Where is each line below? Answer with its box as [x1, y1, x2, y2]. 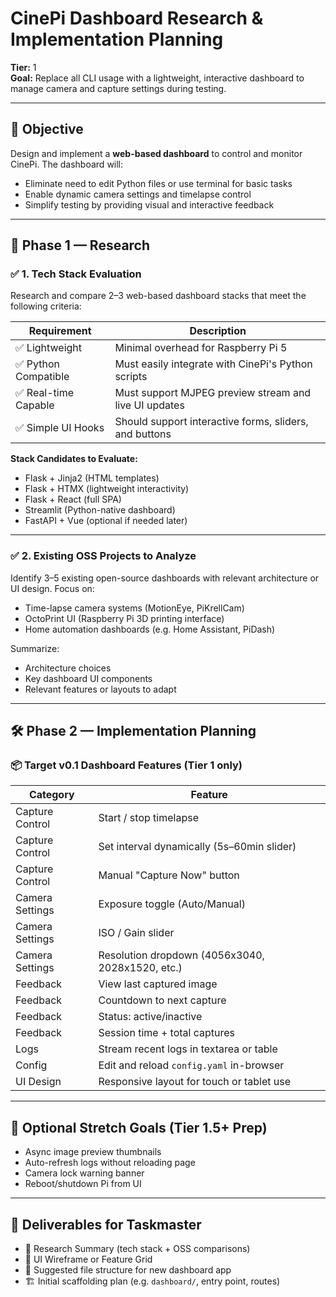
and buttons [114, 427, 172, 441]
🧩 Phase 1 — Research [10, 237, 151, 254]
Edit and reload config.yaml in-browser [98, 1058, 285, 1072]
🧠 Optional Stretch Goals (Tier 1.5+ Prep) [10, 1119, 268, 1136]
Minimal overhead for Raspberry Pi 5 [114, 341, 288, 355]
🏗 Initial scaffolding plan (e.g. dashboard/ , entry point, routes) [24, 1275, 281, 1287]
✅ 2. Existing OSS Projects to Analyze [10, 549, 197, 563]
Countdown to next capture [98, 993, 227, 1007]
